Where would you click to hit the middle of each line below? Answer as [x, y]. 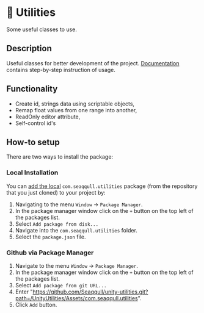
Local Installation [32, 173]
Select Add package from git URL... [61, 285]
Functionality [32, 89]
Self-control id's [35, 123]
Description [29, 49]
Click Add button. [36, 304]
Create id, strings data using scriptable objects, [75, 104]
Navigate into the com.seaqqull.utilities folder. [76, 230]
